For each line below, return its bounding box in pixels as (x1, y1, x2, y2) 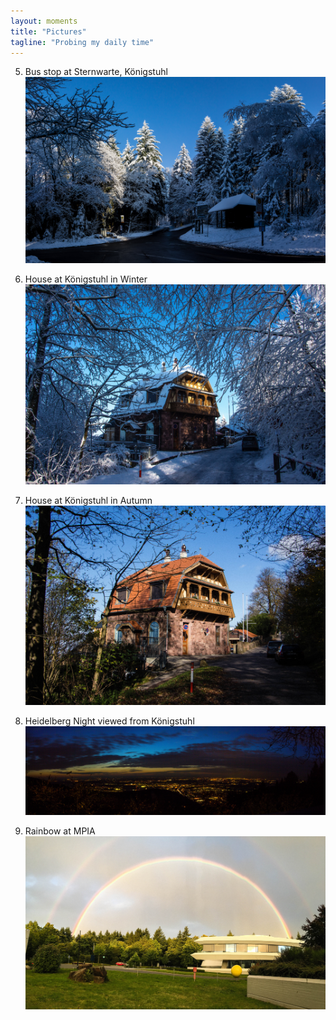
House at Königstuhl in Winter (24, 273, 148, 285)
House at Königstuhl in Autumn (24, 494, 153, 506)
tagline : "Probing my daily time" (10, 37, 155, 47)
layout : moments (10, 16, 78, 26)
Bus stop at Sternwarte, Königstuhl (24, 66, 168, 78)
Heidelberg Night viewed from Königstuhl (24, 715, 195, 727)
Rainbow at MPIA (24, 825, 96, 837)
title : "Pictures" (10, 26, 87, 37)
